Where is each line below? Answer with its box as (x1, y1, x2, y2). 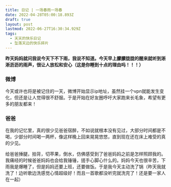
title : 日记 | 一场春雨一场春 (5, 7, 63, 13)
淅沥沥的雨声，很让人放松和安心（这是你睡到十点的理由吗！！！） (5, 62, 144, 68)
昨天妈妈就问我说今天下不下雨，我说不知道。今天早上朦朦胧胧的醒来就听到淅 (5, 55, 166, 61)
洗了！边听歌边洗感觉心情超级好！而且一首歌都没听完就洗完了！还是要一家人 (5, 170, 166, 176)
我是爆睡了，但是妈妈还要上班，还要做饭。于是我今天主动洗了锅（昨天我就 (9, 164, 166, 170)
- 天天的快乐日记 (10, 36, 41, 41)
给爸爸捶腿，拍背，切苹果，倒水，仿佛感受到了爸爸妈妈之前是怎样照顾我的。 (5, 151, 166, 157)
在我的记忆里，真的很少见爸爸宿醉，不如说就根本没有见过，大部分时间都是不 (5, 127, 166, 133)
